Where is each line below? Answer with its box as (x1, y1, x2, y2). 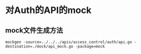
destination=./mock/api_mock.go (5, 44, 73, 49)
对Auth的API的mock (5, 4, 92, 16)
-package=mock (75, 44, 105, 49)
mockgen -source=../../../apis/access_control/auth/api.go (5, 39, 132, 44)
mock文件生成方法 (5, 26, 63, 34)
